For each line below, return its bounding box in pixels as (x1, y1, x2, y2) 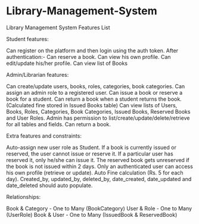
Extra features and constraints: (6, 132, 82, 139)
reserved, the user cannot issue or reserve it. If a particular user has (6, 150, 174, 157)
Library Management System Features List (6, 24, 110, 31)
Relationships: (6, 193, 41, 200)
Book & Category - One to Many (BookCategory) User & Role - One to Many (6, 204, 192, 212)
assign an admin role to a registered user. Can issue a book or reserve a (6, 89, 183, 96)
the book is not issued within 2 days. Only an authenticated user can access (6, 163, 194, 170)
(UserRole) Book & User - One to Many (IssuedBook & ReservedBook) (6, 211, 178, 218)
